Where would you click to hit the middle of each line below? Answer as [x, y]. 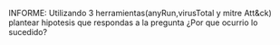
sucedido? [28, 32]
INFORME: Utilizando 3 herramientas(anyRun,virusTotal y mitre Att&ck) [140, 13]
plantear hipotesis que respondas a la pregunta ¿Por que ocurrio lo [133, 22]
